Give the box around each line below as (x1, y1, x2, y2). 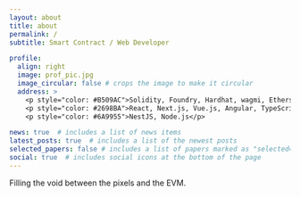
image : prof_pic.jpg (17, 70, 94, 80)
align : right (17, 62, 66, 71)
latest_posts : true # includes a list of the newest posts (9, 136, 238, 145)
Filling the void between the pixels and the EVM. (9, 177, 187, 188)
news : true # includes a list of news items (9, 128, 181, 137)
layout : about (9, 12, 62, 22)
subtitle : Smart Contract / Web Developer (9, 37, 170, 47)
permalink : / (9, 29, 58, 38)
